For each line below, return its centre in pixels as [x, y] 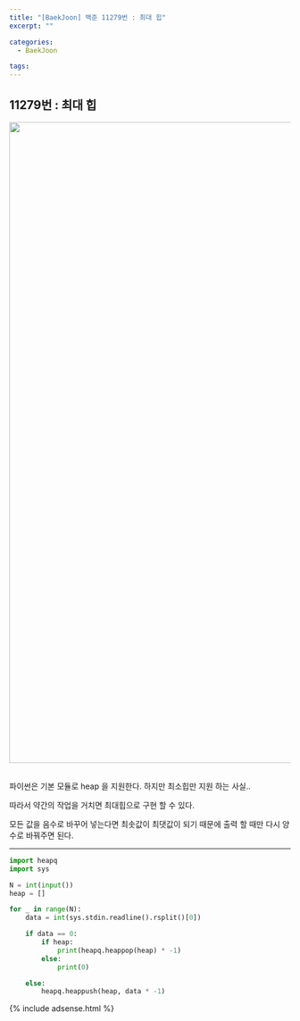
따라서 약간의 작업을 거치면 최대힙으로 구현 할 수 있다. [102, 805]
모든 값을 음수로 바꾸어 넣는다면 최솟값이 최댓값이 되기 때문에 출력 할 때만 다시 [145, 824]
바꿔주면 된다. [50, 835]
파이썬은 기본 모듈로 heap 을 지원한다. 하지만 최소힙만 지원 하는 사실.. [130, 786]
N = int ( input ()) [42, 885]
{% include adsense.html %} [62, 1008]
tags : [19, 67]
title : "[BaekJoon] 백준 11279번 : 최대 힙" [88, 17]
